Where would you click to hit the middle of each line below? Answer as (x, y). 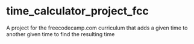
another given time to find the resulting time (61, 34)
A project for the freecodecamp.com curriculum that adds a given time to (97, 28)
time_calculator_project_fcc (77, 11)
